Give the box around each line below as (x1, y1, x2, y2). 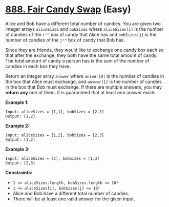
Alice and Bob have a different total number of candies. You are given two (5, 20, 161, 27)
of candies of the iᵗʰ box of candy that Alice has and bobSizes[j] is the (5, 31, 157, 37)
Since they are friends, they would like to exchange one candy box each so (5, 47, 164, 53)
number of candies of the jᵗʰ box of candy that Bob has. (5, 37, 125, 43)
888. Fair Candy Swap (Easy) (5, 4, 132, 15)
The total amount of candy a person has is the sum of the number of (5, 57, 150, 64)
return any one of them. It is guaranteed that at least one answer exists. (5, 89, 157, 95)
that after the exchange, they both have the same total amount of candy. (5, 52, 158, 58)
